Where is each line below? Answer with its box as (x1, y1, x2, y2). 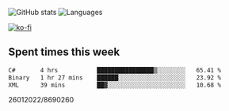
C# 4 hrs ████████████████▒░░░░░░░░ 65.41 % (8, 66, 222, 74)
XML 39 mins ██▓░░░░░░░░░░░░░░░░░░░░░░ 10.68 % (8, 81, 222, 89)
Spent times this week (8, 46, 120, 59)
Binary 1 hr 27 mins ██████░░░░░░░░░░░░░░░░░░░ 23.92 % (8, 73, 222, 82)
